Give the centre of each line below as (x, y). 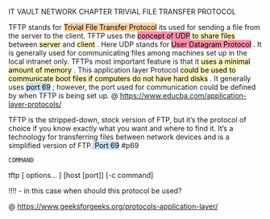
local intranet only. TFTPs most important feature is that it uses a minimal (129, 61)
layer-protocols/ (35, 104)
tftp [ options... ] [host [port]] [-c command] (81, 175)
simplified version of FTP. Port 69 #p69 (74, 145)
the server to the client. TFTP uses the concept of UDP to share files (122, 36)
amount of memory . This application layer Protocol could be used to (122, 70)
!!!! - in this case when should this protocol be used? (95, 191)
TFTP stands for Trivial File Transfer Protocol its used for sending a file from (134, 27)
